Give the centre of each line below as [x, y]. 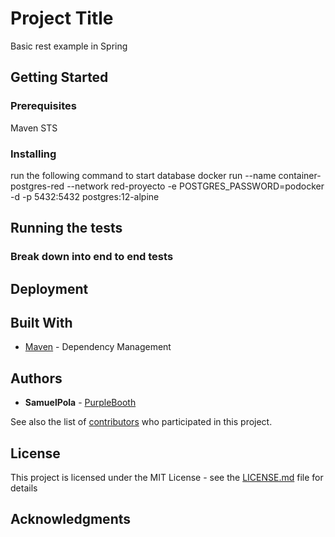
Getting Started [59, 77]
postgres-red [37, 186]
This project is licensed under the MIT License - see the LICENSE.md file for [167, 478]
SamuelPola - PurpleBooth [80, 403]
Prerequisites [43, 106]
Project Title [62, 18]
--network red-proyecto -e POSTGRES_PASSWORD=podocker [195, 186]
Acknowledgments [71, 519]
